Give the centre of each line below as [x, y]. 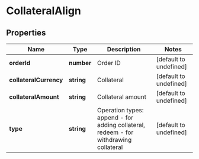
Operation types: [120, 110]
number [80, 63]
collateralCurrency [36, 80]
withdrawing [114, 140]
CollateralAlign [44, 11]
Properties [26, 33]
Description [124, 49]
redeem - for [115, 132]
